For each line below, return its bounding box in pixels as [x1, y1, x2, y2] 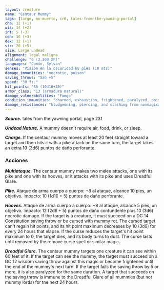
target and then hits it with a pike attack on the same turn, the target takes [5, 140, 154, 145]
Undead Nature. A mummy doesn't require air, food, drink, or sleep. [5, 125, 142, 131]
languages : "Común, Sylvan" [5, 61, 62, 66]
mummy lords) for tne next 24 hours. [5, 279, 79, 285]
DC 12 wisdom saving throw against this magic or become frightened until [5, 259, 154, 265]
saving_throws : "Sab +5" [5, 75, 56, 80]
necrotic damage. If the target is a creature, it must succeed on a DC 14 [5, 213, 149, 219]
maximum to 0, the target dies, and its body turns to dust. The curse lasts [5, 233, 153, 239]
